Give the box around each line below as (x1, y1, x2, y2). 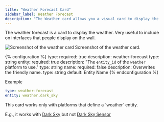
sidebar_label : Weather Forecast (5, 12, 73, 17)
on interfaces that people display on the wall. (5, 35, 96, 41)
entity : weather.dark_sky (5, 93, 58, 98)
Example (5, 79, 23, 85)
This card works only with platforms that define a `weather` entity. (5, 102, 138, 108)
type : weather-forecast (5, 89, 54, 94)
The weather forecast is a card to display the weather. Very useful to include (5, 30, 159, 36)
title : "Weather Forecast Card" (5, 7, 71, 12)
